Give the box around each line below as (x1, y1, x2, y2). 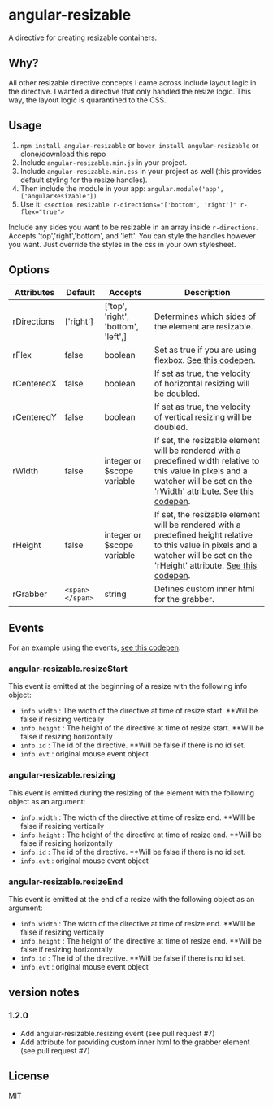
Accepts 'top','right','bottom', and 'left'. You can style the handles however (8, 230, 256, 241)
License (8, 1070, 50, 1083)
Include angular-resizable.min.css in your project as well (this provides (19, 166, 262, 176)
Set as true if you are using (154, 344, 257, 355)
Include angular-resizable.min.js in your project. (19, 157, 188, 168)
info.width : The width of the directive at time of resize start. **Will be (19, 706, 258, 716)
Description (184, 287, 231, 299)
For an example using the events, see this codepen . (8, 643, 181, 652)
